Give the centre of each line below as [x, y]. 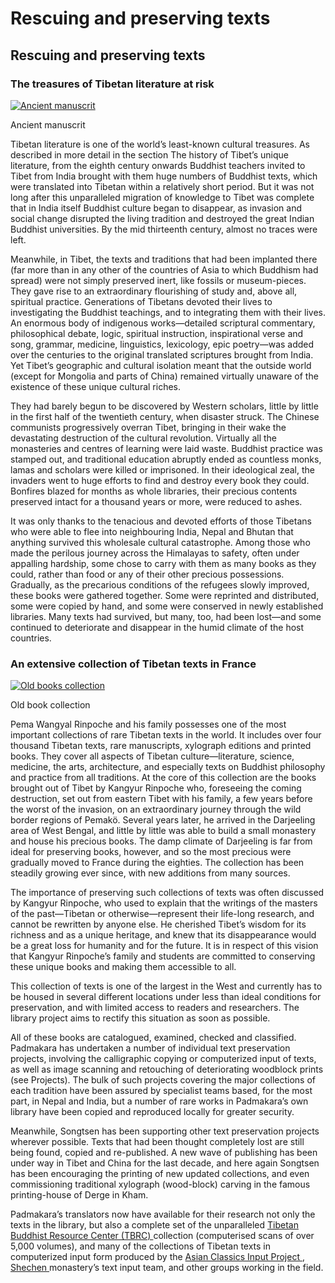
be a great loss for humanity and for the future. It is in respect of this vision [164, 946]
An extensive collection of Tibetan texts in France [133, 664]
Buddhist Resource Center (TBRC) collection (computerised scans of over [162, 1236]
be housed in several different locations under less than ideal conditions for [166, 997]
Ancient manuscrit [48, 124]
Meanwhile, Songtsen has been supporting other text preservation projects [165, 1131]
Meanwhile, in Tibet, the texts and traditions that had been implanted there [164, 259]
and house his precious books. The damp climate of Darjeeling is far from [161, 841]
